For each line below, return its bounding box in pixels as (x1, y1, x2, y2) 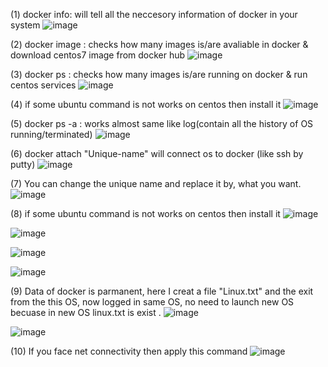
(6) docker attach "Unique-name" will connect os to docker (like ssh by (10, 148, 304, 159)
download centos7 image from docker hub (10, 49, 186, 61)
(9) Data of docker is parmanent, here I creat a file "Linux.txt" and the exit (10, 285, 314, 297)
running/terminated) (10, 129, 93, 140)
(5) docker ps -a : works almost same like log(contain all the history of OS (10, 118, 314, 129)
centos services (10, 79, 77, 91)
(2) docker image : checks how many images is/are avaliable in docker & (10, 39, 309, 50)
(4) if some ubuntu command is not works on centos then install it (10, 99, 282, 110)
